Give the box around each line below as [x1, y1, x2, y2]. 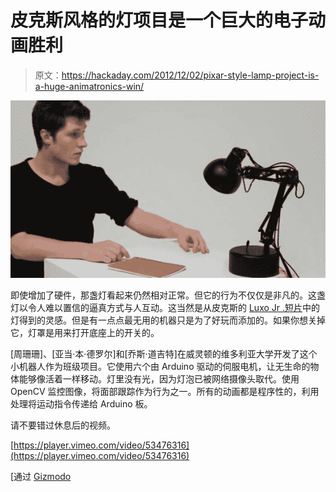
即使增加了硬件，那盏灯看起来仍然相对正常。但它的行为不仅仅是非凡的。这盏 [10, 289, 326, 301]
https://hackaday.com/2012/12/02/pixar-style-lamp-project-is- [61, 69, 320, 81]
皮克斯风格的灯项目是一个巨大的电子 [10, 9, 309, 32]
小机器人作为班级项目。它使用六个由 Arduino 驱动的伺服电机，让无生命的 [10, 361, 311, 373]
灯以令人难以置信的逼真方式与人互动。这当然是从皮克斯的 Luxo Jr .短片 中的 [10, 302, 321, 314]
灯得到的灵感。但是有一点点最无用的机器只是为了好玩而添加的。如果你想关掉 [10, 314, 326, 326]
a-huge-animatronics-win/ [34, 80, 145, 92]
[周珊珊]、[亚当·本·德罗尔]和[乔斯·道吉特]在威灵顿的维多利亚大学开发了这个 [10, 348, 318, 360]
